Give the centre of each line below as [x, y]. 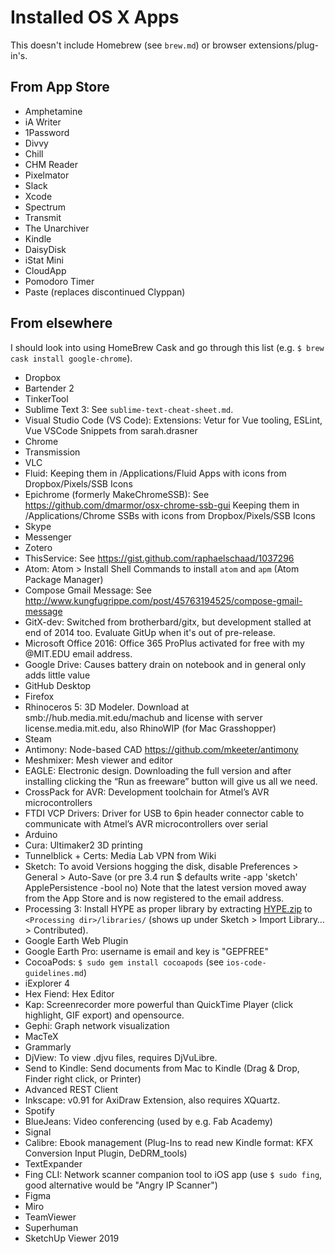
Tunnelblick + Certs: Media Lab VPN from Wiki [120, 855]
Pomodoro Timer [59, 281]
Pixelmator [47, 175]
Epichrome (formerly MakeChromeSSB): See [117, 494]
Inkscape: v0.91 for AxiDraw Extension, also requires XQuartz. [152, 1100]
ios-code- [246, 962]
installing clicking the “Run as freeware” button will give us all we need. [171, 781]
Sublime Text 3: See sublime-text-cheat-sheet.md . [129, 409]
